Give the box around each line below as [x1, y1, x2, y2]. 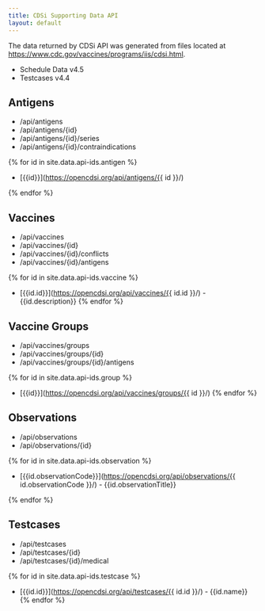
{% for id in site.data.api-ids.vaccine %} [8, 273, 138, 282]
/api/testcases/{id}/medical [19, 556, 109, 565]
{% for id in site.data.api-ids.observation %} [8, 456, 152, 465]
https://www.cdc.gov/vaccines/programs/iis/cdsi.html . [8, 49, 186, 59]
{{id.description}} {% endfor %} [19, 296, 124, 306]
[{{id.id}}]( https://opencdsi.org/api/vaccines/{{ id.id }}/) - [19, 288, 206, 298]
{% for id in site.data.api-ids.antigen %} [8, 158, 138, 167]
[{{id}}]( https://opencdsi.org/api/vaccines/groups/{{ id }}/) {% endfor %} [19, 388, 257, 397]
